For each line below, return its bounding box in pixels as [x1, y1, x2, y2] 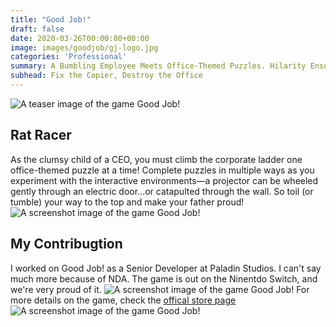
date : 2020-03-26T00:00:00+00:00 [10, 33, 150, 43]
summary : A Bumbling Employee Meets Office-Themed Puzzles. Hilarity [10, 61, 307, 71]
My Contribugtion [10, 236, 123, 253]
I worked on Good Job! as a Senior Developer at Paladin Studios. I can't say [10, 262, 322, 274]
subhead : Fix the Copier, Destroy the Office [10, 71, 203, 81]
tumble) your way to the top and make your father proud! [10, 196, 245, 208]
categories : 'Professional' [10, 52, 128, 62]
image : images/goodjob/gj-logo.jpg [10, 42, 159, 53]
